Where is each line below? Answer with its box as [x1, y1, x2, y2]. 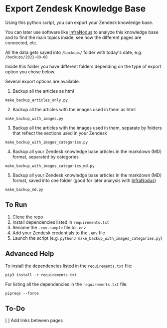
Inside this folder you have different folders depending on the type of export [5, 63, 162, 69]
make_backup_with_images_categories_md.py [5, 163, 95, 168]
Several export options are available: [5, 78, 80, 84]
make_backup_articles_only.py [5, 98, 68, 103]
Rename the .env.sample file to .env [12, 224, 86, 230]
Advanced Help [5, 250, 54, 258]
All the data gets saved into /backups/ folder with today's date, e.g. [5, 49, 143, 55]
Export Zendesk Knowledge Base [5, 3, 146, 14]
